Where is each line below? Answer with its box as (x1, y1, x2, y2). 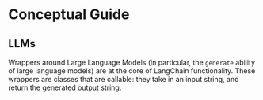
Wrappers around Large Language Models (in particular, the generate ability (8, 57, 256, 67)
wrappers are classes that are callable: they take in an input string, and (8, 75, 239, 83)
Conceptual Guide (8, 6, 130, 24)
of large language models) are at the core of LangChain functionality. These (8, 66, 256, 76)
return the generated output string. (8, 83, 122, 92)
